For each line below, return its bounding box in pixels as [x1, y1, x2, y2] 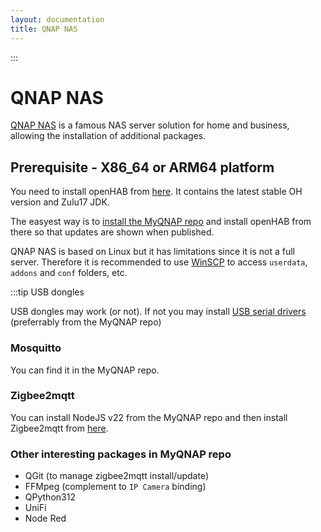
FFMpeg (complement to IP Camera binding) [24, 481, 207, 493]
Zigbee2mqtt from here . [10, 422, 109, 434]
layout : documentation [10, 14, 105, 25]
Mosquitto [10, 341, 62, 355]
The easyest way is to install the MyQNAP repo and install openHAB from [10, 216, 312, 228]
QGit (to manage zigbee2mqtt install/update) [24, 470, 209, 482]
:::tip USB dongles [10, 286, 85, 298]
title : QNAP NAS [10, 24, 78, 34]
